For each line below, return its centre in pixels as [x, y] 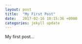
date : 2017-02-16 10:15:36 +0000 [41, 18]
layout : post [18, 9]
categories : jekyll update [32, 23]
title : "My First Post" [30, 14]
